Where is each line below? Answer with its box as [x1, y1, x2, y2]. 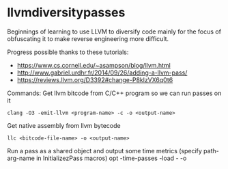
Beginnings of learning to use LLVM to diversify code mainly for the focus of [7, 27, 222, 36]
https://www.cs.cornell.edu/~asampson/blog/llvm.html [16, 61, 171, 69]
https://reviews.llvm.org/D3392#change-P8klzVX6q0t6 [16, 75, 173, 83]
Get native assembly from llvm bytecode [7, 121, 121, 129]
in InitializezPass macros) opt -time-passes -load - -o [36, 154, 187, 162]
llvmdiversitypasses [7, 5, 126, 21]
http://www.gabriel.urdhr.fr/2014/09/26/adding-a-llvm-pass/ [16, 68, 188, 77]
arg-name [7, 154, 35, 162]
